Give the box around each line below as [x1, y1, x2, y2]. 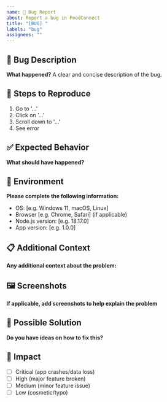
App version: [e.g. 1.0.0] [15, 224, 76, 231]
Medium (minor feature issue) [15, 382, 91, 389]
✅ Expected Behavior [6, 142, 90, 153]
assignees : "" [6, 32, 43, 38]
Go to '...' [15, 105, 38, 112]
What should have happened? [6, 158, 85, 166]
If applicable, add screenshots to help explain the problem [6, 300, 158, 307]
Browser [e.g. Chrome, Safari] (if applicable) [15, 211, 128, 218]
